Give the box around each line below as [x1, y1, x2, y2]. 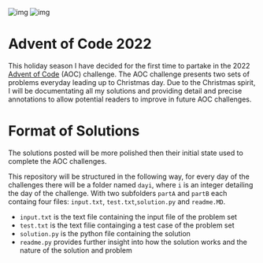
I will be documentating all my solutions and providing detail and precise [8, 86, 243, 95]
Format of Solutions [8, 122, 140, 140]
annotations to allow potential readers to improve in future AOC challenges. [8, 94, 252, 104]
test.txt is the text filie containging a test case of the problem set [19, 220, 235, 230]
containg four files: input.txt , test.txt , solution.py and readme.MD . [8, 197, 226, 206]
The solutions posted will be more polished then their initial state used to [8, 148, 244, 157]
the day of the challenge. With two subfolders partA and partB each [8, 188, 228, 198]
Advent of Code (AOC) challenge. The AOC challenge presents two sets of [8, 69, 250, 79]
